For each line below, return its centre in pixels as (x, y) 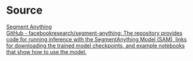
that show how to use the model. (46, 52)
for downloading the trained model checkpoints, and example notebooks (96, 46)
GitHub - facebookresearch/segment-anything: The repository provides (94, 33)
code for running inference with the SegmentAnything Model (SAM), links (96, 39)
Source (24, 10)
